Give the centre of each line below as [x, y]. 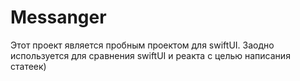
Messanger [58, 17]
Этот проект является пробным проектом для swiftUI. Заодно [142, 45]
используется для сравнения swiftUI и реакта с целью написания [150, 55]
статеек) [28, 66]
